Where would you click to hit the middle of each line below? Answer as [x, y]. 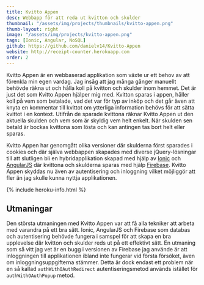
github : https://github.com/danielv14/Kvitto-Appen [73, 46]
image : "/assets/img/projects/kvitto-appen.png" [69, 35]
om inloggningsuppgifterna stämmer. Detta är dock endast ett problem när [100, 262]
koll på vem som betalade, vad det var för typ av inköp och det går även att [101, 101]
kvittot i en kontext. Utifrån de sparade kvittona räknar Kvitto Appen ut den [100, 114]
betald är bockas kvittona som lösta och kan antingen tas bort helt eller [96, 127]
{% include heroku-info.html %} [46, 190]
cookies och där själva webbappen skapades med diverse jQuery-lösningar [101, 152]
